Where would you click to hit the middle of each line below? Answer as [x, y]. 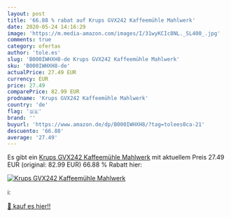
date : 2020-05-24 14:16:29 [47, 27]
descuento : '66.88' [36, 131]
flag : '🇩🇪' [24, 111]
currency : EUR [28, 79]
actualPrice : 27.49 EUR [42, 72]
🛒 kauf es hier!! [29, 206]
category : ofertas [34, 46]
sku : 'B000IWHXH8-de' [39, 66]
